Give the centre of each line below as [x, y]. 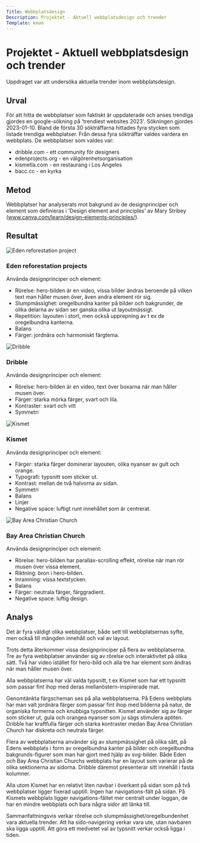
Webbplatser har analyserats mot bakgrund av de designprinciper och [92, 204]
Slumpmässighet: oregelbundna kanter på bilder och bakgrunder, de [99, 304]
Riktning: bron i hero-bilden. [49, 573]
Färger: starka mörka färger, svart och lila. [66, 399]
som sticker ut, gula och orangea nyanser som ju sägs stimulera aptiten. [95, 717]
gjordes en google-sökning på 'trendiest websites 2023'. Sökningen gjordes [100, 122]
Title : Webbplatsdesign [36, 12]
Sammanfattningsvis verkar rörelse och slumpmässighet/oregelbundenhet [97, 815]
